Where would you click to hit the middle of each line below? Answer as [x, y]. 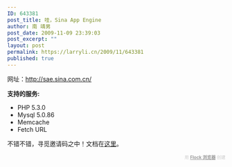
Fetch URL [32, 129]
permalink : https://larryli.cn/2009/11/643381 [75, 52]
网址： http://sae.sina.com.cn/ [50, 79]
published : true [30, 59]
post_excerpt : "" [32, 39]
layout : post [26, 46]
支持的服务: [24, 93]
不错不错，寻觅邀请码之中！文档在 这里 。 [65, 144]
